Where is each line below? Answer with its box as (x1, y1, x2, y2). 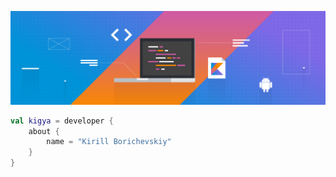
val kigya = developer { (10, 116, 114, 126)
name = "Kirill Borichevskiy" (46, 137, 172, 147)
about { (28, 126, 60, 136)
